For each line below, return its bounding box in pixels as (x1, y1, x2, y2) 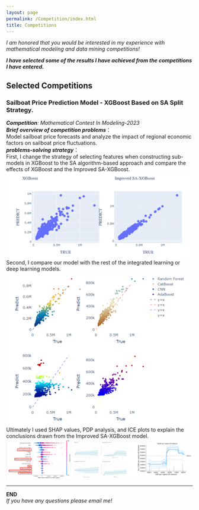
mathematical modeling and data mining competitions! (6, 45, 140, 53)
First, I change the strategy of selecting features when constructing (6, 153, 171, 160)
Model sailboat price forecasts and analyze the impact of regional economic (6, 133, 192, 140)
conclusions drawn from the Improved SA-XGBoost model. (6, 433, 149, 440)
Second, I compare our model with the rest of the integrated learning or (6, 259, 181, 266)
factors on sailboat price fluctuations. (6, 140, 98, 147)
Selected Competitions (6, 80, 93, 90)
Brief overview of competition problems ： (6, 127, 111, 134)
